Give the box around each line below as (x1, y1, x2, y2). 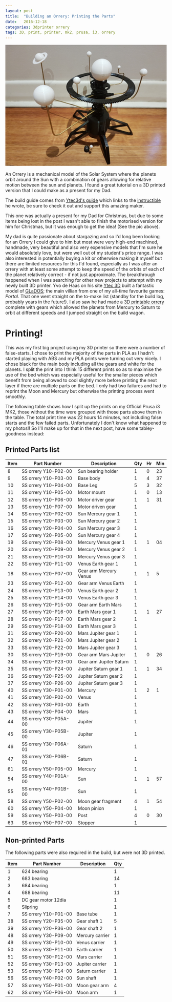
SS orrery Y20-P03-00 (21, 518, 73, 524)
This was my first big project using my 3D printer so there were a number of (5, 345, 165, 351)
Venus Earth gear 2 (77, 587, 119, 594)
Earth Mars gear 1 (77, 609, 116, 615)
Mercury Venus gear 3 (77, 553, 125, 559)
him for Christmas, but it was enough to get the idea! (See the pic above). (5, 223, 160, 230)
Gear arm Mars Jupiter (77, 651, 125, 658)
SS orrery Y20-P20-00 (21, 630, 73, 636)
